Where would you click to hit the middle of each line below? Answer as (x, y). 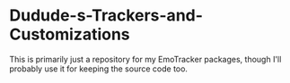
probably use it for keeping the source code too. (99, 69)
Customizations (70, 34)
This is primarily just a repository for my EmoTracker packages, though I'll (145, 59)
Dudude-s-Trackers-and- (106, 16)
